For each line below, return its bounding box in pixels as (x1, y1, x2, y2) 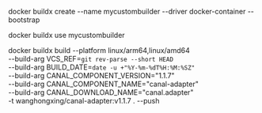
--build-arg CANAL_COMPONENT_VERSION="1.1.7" (8, 71, 176, 80)
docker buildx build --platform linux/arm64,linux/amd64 (8, 46, 190, 55)
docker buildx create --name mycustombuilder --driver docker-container (8, 7, 246, 16)
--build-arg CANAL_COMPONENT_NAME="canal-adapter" (8, 79, 199, 89)
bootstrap (8, 15, 40, 24)
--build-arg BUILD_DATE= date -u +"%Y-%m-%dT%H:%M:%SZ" (8, 62, 196, 72)
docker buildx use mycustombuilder (8, 31, 125, 40)
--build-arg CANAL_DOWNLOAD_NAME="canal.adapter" (8, 88, 194, 97)
